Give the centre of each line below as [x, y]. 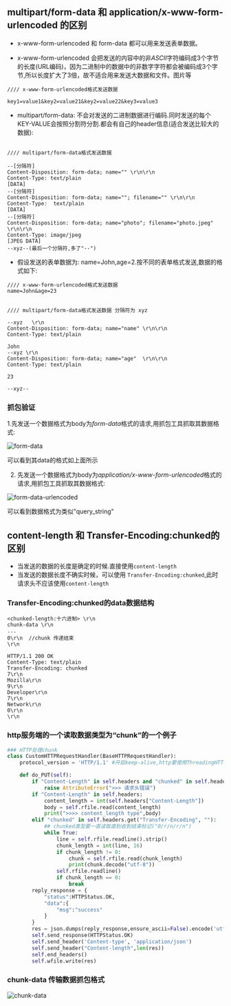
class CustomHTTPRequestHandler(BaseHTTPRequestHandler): [92, 757]
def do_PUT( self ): [46, 775]
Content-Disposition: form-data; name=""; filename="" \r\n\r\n [101, 197]
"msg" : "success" [79, 910]
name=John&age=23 [32, 291]
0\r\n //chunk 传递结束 [41, 638]
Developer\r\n [27, 692]
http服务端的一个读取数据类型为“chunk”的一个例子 [92, 735]
